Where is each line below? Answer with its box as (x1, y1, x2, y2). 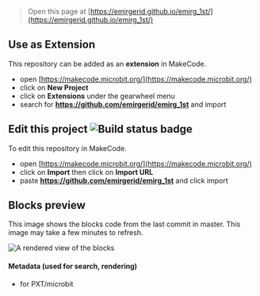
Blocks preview (8, 199, 86, 212)
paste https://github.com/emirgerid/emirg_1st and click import (19, 176, 228, 185)
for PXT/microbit (19, 279, 74, 288)
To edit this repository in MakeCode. (8, 143, 127, 153)
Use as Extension (8, 38, 96, 51)
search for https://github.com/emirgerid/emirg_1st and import (19, 99, 227, 109)
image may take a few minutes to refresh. (8, 228, 143, 237)
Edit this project (8, 123, 88, 136)
